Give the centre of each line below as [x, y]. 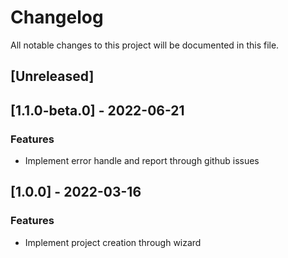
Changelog [57, 17]
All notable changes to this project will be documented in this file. [145, 45]
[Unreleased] [52, 76]
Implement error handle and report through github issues [142, 161]
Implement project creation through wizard [113, 242]
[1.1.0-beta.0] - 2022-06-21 [97, 110]
